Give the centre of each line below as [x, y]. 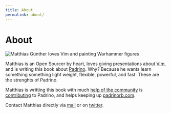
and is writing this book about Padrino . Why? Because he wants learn [79, 69]
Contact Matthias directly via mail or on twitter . [55, 105]
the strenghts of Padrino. [31, 80]
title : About [19, 10]
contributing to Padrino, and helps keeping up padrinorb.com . [70, 95]
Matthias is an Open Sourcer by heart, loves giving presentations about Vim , [86, 64]
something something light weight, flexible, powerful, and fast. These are [82, 75]
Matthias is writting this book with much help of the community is [74, 90]
